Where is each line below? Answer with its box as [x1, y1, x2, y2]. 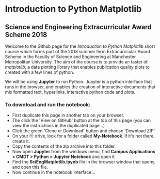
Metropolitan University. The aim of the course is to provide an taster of [5, 59, 148, 64]
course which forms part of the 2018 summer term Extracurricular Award [5, 49, 150, 54]
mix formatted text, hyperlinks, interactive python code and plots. [5, 89, 136, 95]
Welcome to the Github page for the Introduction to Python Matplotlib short [5, 43, 155, 49]
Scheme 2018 [5, 30, 48, 39]
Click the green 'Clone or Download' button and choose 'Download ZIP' [12, 128, 155, 134]
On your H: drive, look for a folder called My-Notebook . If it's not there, [12, 133, 155, 139]
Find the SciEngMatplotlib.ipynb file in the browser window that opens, [12, 159, 156, 165]
